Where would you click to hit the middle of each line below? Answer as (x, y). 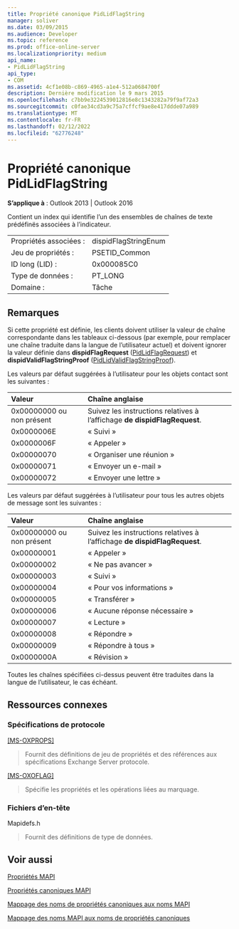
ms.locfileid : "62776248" (46, 133)
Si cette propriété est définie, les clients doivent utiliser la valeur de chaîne (116, 330)
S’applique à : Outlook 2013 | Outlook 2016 (70, 203)
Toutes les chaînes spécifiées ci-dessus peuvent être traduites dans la (111, 675)
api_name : (22, 61)
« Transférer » (111, 599)
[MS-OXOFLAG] (31, 775)
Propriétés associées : (48, 241)
